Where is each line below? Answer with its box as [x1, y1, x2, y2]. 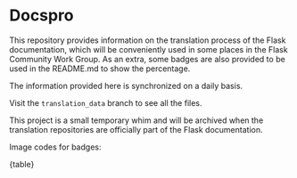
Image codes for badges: [9, 142, 102, 152]
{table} [9, 158, 35, 169]
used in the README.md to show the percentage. [9, 63, 191, 74]
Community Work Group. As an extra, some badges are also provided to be [9, 53, 285, 64]
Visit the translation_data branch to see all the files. [9, 97, 202, 108]
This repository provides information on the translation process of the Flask [9, 35, 286, 45]
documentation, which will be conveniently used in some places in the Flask [9, 44, 288, 54]
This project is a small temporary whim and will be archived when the [9, 115, 264, 125]
